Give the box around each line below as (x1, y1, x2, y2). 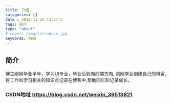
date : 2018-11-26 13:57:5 (5, 17, 63, 22)
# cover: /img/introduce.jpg (5, 31, 68, 36)
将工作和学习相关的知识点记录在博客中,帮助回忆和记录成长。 (5, 77, 133, 83)
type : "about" (5, 27, 36, 32)
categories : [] (5, 12, 38, 17)
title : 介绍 (5, 7, 29, 13)
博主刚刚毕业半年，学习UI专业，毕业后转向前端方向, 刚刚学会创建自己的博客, (5, 70, 166, 76)
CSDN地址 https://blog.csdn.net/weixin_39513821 (5, 91, 133, 98)
